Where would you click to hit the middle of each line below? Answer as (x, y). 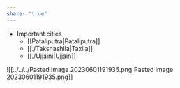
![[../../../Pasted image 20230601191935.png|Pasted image (90, 69)
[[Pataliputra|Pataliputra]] (63, 41)
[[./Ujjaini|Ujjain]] (51, 56)
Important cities (39, 34)
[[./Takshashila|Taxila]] (60, 48)
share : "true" (27, 14)
